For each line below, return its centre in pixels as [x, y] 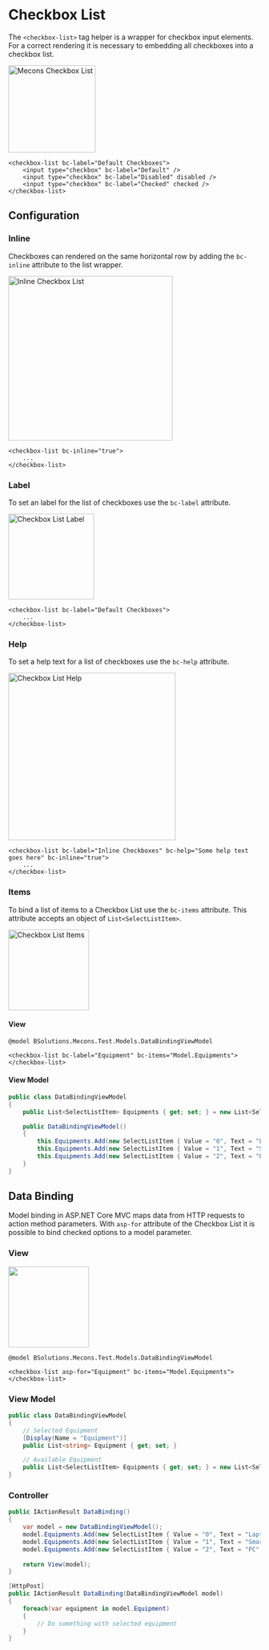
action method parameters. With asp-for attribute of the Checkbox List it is [132, 1224]
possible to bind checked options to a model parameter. [100, 1233]
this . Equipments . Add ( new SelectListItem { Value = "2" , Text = [145, 1156]
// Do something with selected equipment [107, 1624]
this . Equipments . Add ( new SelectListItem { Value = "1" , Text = [145, 1149]
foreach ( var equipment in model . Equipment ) [96, 1608]
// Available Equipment [62, 1460]
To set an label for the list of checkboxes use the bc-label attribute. [120, 502]
